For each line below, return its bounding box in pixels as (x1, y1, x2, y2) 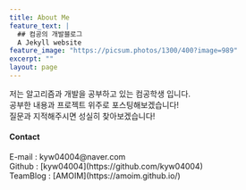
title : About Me (9, 12, 70, 22)
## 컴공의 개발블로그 (17, 29, 83, 38)
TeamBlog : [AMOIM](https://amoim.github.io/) (9, 170, 181, 181)
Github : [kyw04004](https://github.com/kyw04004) (9, 161, 204, 172)
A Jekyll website (17, 37, 82, 47)
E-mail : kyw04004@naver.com (9, 152, 126, 162)
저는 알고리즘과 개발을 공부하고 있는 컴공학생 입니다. (9, 88, 191, 99)
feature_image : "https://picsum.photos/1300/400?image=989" (9, 46, 239, 55)
